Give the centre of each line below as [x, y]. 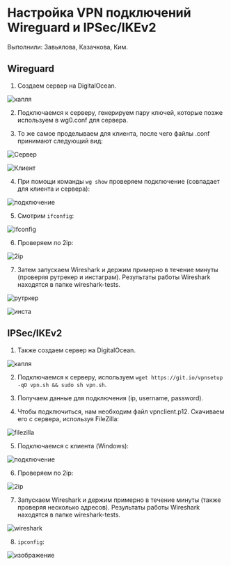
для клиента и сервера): [54, 189]
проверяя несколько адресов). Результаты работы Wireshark [109, 507]
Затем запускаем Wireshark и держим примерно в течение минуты [118, 269]
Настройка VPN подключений [99, 13]
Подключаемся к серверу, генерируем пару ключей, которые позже [120, 112]
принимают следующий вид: [60, 141]
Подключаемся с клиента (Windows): [73, 446]
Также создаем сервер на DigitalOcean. [76, 350]
